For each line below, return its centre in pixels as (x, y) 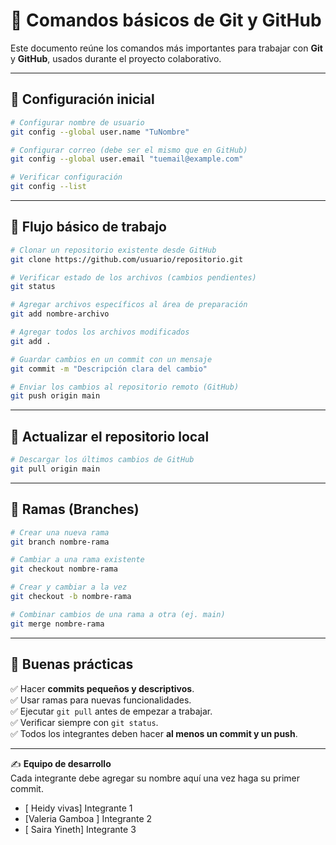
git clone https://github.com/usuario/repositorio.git (127, 259)
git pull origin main (55, 469)
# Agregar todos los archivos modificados (100, 332)
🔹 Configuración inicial (82, 99)
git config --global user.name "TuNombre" (100, 132)
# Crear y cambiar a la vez (69, 587)
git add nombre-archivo (60, 314)
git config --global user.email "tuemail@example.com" (127, 159)
